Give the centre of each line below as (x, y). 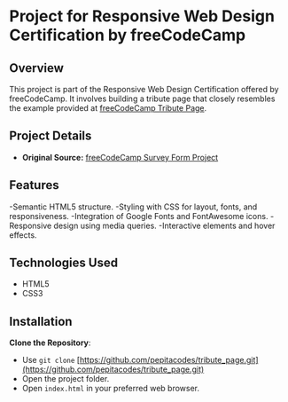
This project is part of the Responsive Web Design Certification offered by (144, 89)
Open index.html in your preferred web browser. (111, 389)
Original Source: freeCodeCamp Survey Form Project (120, 157)
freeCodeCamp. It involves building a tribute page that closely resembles (142, 99)
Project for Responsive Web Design (142, 16)
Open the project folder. (66, 379)
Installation (41, 321)
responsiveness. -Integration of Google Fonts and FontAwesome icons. (139, 216)
